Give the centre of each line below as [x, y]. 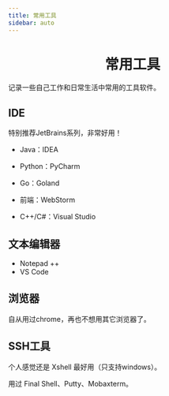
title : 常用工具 [32, 15]
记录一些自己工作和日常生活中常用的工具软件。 [84, 88]
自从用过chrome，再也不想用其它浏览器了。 [80, 319]
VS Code [34, 272]
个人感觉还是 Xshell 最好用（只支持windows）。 [85, 367]
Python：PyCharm [50, 166]
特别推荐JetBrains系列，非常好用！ [65, 133]
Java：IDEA [39, 150]
